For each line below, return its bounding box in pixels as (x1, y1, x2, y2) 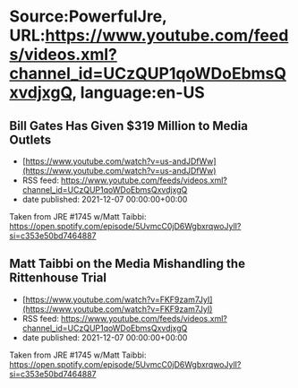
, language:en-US (71, 82, 206, 103)
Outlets (9, 132, 52, 147)
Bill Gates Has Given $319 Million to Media (9, 118, 249, 134)
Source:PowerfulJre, (9, 6, 167, 27)
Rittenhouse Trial (9, 271, 107, 286)
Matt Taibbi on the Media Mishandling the (9, 256, 246, 272)
